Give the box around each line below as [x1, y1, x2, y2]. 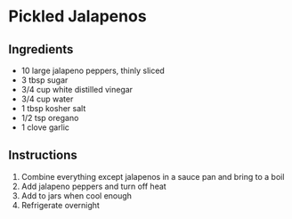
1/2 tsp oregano [20, 113, 79, 123]
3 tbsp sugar [20, 75, 69, 85]
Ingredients [8, 42, 74, 57]
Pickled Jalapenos [8, 6, 148, 27]
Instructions [8, 148, 77, 163]
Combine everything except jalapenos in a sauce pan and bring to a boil [20, 171, 285, 182]
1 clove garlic [20, 122, 70, 133]
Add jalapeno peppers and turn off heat [20, 181, 166, 191]
